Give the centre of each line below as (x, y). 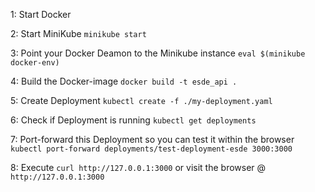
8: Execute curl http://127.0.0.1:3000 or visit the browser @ (138, 167)
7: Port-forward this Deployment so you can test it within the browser (152, 139)
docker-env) (35, 63)
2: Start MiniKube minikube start (78, 33)
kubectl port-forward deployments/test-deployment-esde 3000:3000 (151, 149)
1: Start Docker (41, 14)
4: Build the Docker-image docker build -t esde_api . (124, 81)
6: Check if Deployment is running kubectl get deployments (133, 120)
